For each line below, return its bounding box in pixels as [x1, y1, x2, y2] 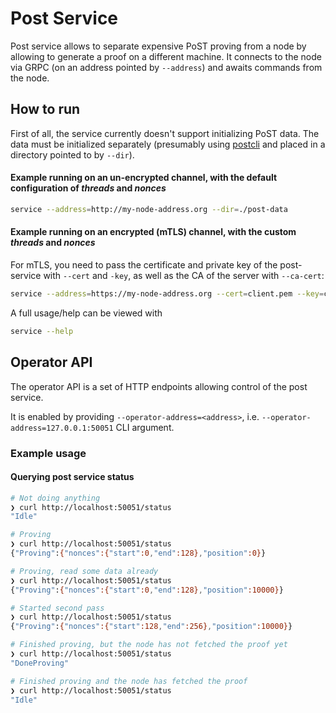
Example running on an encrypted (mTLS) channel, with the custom [10, 226, 297, 238]
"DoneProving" [10, 658, 70, 668]
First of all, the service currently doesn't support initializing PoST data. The [10, 127, 320, 139]
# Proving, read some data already [10, 566, 159, 576]
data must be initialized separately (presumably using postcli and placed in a [10, 138, 326, 150]
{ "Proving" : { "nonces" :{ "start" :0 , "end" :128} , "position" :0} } [10, 548, 267, 559]
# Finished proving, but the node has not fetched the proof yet [10, 640, 288, 650]
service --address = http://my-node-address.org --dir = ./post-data [10, 204, 288, 214]
